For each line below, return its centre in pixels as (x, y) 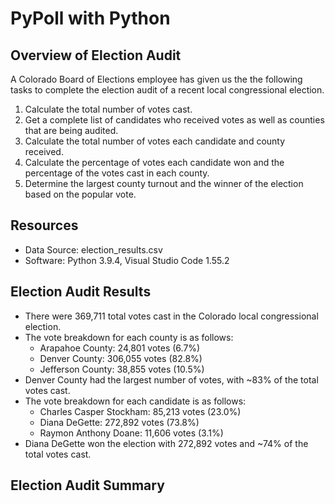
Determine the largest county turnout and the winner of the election (164, 183)
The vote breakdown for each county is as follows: (129, 337)
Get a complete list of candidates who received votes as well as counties (174, 120)
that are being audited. (71, 130)
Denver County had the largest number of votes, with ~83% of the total (171, 379)
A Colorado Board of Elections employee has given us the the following (156, 79)
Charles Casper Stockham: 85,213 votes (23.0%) (140, 411)
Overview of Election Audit (96, 55)
